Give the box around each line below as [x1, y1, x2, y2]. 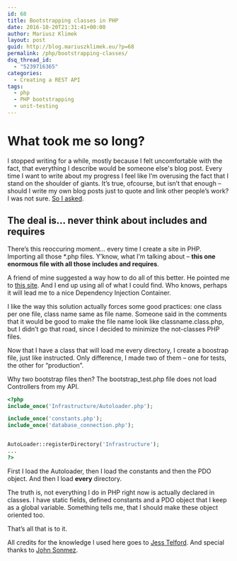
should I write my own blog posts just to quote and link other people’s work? [7, 186, 229, 195]
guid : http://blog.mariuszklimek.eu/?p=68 [7, 43, 134, 50]
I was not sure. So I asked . [7, 194, 84, 203]
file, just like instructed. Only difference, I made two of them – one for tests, [7, 353, 227, 362]
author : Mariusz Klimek [7, 30, 78, 38]
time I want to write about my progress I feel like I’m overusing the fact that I [7, 171, 229, 180]
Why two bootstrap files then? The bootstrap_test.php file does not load [7, 375, 217, 383]
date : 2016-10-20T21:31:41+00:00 [7, 23, 106, 30]
